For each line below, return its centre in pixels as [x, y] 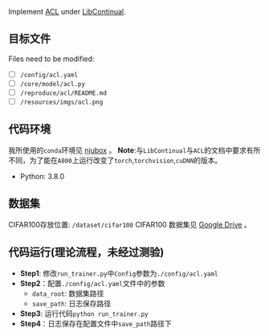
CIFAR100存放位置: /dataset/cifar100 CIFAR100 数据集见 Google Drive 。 [130, 224]
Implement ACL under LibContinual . [67, 12]
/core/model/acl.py [53, 84]
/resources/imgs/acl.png [61, 102]
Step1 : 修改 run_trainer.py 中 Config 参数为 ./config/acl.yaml [119, 273]
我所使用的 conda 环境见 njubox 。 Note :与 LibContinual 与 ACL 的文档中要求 [127, 150]
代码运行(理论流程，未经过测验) [86, 252]
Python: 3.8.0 [42, 176]
